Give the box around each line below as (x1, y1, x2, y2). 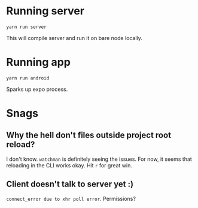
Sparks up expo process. (6, 85, 68, 93)
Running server (6, 4, 85, 18)
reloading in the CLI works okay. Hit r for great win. (6, 161, 133, 169)
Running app (6, 56, 71, 69)
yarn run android (6, 75, 50, 81)
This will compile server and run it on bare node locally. (6, 34, 142, 41)
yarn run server (6, 24, 47, 30)
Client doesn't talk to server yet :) (6, 179, 133, 189)
